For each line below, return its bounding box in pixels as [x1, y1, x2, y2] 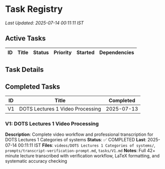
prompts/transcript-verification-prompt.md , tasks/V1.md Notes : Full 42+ [5, 148, 156, 154]
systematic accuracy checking [5, 158, 68, 164]
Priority [53, 49, 72, 56]
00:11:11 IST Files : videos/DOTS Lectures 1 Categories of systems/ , [18, 142, 156, 148]
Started [76, 49, 95, 56]
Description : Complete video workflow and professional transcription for [5, 131, 154, 137]
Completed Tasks [5, 82, 60, 91]
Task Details [5, 65, 44, 74]
